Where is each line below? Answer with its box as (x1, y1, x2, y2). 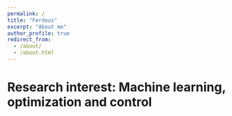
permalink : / (7, 10, 45, 17)
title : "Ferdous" (7, 17, 58, 24)
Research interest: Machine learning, (7, 80, 226, 95)
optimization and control (7, 94, 152, 110)
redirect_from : (7, 36, 52, 43)
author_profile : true (7, 29, 70, 37)
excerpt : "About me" (7, 23, 68, 30)
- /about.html (13, 50, 54, 57)
